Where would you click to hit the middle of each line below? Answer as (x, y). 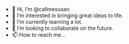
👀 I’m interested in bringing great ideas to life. (67, 15)
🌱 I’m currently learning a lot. (47, 22)
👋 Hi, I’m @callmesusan (40, 9)
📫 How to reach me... (39, 35)
